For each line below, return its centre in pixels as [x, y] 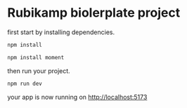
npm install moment [36, 57]
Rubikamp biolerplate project [94, 13]
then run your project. [39, 70]
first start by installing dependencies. [61, 32]
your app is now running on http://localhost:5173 [77, 97]
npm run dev [25, 84]
